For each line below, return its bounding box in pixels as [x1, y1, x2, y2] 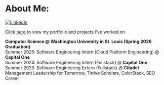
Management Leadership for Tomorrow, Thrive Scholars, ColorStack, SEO [5, 70, 155, 76]
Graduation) [5, 43, 31, 49]
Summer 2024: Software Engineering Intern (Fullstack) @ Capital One [5, 59, 147, 65]
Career [5, 75, 19, 81]
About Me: [5, 3, 49, 14]
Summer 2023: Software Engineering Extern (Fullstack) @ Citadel [5, 65, 139, 71]
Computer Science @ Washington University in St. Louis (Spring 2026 [5, 38, 152, 44]
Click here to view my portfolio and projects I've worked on [5, 29, 125, 35]
